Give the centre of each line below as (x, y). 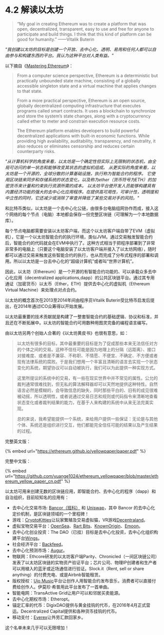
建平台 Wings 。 (27, 538)
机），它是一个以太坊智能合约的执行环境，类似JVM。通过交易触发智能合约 (79, 237)
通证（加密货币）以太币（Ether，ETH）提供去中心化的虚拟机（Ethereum (77, 283)
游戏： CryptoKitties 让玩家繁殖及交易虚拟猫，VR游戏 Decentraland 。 (80, 520)
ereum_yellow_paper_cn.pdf (33, 481)
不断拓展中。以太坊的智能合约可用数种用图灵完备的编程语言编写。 (84, 322)
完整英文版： (18, 441)
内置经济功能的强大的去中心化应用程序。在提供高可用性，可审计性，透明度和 (82, 192)
